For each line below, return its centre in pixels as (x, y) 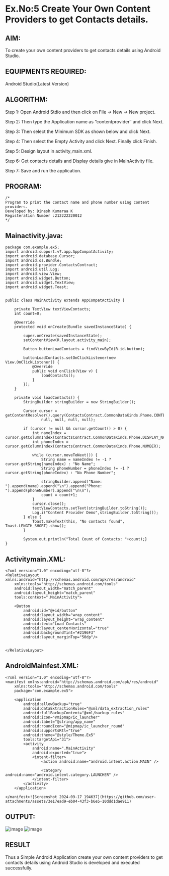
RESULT (18, 845)
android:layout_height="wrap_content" (64, 620)
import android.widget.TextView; (40, 283)
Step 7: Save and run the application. (43, 170)
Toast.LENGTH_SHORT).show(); (36, 526)
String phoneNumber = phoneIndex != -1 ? (85, 469)
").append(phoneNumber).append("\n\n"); (48, 491)
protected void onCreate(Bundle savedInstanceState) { (73, 327)
